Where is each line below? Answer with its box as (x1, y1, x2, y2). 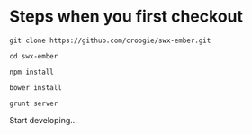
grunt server (9, 99, 58, 108)
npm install (9, 67, 54, 76)
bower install (9, 83, 63, 92)
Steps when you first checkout (9, 6, 243, 27)
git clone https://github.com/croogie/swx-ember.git (9, 36, 211, 45)
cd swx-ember (9, 51, 58, 60)
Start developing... (9, 114, 78, 125)
